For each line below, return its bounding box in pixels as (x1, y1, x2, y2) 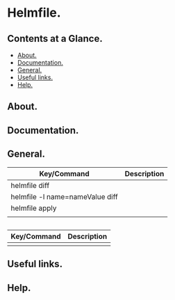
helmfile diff (10, 180, 50, 190)
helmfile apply (10, 203, 57, 213)
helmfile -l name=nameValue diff (10, 191, 118, 201)
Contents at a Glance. (7, 33, 103, 45)
